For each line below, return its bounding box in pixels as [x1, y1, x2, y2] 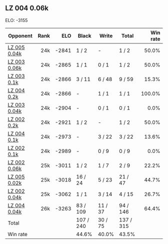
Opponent [8, 32, 32, 39]
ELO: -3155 [5, 17, 28, 23]
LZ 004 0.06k [5, 4, 49, 12]
